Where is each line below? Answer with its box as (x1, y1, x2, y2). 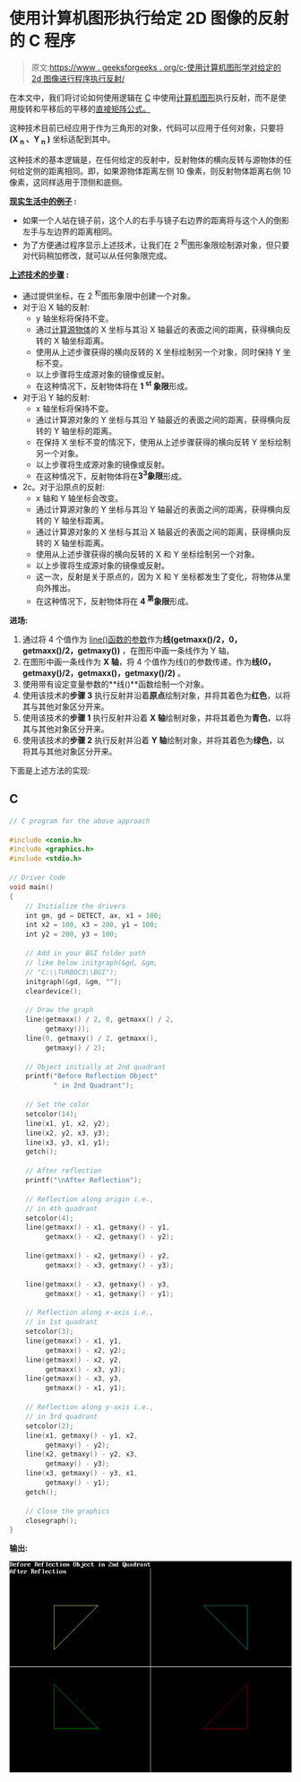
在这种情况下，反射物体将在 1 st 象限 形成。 (35, 379, 193, 391)
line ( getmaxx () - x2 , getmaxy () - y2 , (25, 1251, 170, 1260)
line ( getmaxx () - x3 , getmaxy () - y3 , (25, 1279, 170, 1289)
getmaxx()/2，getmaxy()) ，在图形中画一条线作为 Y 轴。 (21, 645, 235, 656)
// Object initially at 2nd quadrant (25, 1062, 167, 1071)
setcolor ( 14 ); (25, 1109, 78, 1119)
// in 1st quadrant (25, 1318, 99, 1327)
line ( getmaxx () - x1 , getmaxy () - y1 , (25, 1223, 170, 1233)
